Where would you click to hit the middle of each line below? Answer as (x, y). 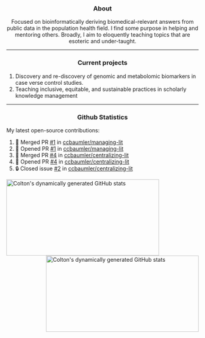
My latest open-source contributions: (53, 130)
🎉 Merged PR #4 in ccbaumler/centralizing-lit (72, 155)
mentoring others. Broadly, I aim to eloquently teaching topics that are (103, 35)
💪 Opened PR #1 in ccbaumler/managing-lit (69, 148)
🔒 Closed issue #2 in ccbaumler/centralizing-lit (74, 168)
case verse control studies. (49, 82)
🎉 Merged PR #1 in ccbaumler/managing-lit (69, 142)
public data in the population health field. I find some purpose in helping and (103, 28)
